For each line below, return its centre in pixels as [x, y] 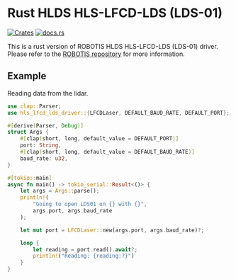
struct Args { [28, 132]
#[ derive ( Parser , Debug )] [45, 125]
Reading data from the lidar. [48, 93]
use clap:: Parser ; [34, 106]
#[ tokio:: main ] [30, 178]
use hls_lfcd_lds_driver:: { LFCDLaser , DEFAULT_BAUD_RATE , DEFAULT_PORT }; [119, 113]
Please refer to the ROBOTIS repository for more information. [96, 54]
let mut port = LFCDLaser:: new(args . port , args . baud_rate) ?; [112, 230]
